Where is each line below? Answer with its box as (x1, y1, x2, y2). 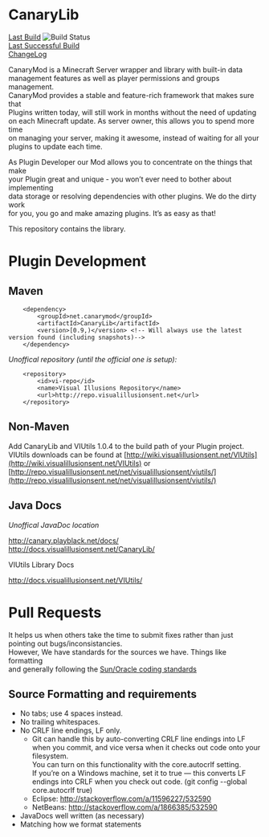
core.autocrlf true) (31, 786, 93, 795)
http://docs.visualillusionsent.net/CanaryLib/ (8, 544, 155, 553)
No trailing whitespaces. (19, 717, 100, 727)
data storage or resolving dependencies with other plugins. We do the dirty (8, 191, 257, 201)
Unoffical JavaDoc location (8, 520, 100, 529)
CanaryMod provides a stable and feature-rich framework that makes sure (8, 90, 255, 100)
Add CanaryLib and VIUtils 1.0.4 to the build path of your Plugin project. (8, 441, 245, 451)
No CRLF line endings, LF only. (19, 725, 122, 736)
